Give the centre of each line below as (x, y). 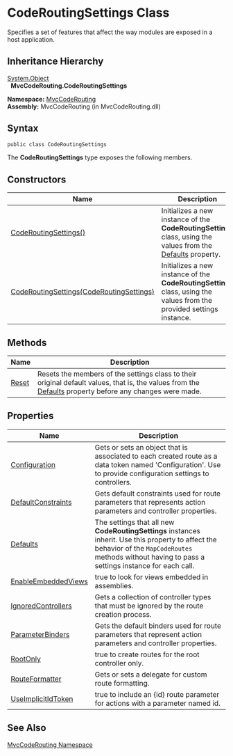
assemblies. (114, 585)
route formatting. (122, 683)
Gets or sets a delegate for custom (151, 675)
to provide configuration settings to (152, 473)
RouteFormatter (36, 679)
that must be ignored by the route (149, 606)
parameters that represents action (150, 502)
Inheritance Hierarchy (55, 62)
